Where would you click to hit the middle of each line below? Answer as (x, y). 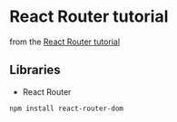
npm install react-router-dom (67, 108)
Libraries (35, 70)
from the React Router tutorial (65, 42)
